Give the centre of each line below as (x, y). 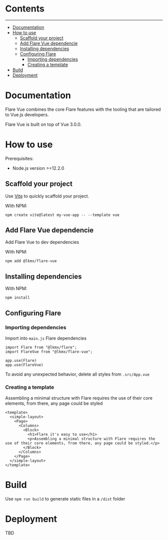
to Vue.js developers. (27, 114)
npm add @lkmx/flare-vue (31, 261)
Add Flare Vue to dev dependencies (42, 242)
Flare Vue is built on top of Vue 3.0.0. (43, 124)
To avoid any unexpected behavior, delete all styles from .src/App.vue (77, 374)
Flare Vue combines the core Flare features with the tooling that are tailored (83, 109)
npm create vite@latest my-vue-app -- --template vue (62, 215)
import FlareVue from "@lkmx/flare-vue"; (49, 352)
